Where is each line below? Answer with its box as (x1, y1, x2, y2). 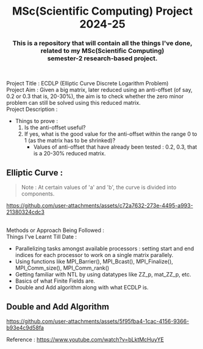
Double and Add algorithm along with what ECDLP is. (15, 284, 149, 291)
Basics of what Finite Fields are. (15, 277, 96, 284)
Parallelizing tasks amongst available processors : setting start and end (15, 245, 194, 252)
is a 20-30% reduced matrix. (33, 150, 106, 157)
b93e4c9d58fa (6, 324, 45, 331)
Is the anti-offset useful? (24, 124, 86, 132)
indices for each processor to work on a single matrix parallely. (15, 252, 174, 259)
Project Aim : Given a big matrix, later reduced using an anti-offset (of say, (6, 86, 193, 94)
